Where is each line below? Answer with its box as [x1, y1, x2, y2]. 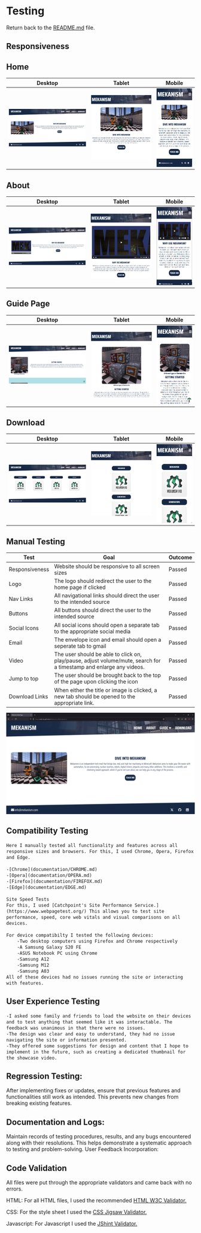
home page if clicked [54, 584, 106, 591]
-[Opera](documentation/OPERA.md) [6, 872, 93, 878]
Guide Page [6, 299, 50, 309]
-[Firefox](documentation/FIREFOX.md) [6, 878, 103, 884]
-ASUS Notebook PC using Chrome [17, 950, 98, 956]
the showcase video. [6, 1055, 58, 1061]
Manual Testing [6, 536, 66, 546]
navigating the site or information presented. [6, 1037, 127, 1043]
